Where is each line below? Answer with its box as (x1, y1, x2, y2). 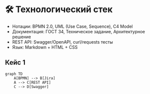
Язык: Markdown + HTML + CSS (12, 44, 78, 50)
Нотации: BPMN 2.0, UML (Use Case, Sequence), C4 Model (12, 23, 133, 29)
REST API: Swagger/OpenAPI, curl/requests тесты (12, 39, 113, 45)
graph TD (5, 71, 23, 76)
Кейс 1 (5, 58, 26, 67)
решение (12, 34, 31, 40)
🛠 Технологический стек (5, 4, 113, 15)
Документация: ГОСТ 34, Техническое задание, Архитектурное (12, 28, 145, 34)
